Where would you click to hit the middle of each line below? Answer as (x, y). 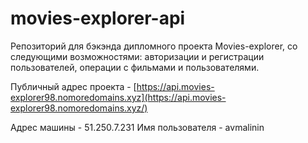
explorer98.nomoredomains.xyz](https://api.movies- (118, 97)
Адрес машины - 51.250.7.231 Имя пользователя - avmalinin (137, 127)
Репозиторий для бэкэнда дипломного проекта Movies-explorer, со (154, 46)
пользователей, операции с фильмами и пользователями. (135, 67)
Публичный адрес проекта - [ (73, 86)
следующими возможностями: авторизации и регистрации (137, 56)
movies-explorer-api (98, 18)
